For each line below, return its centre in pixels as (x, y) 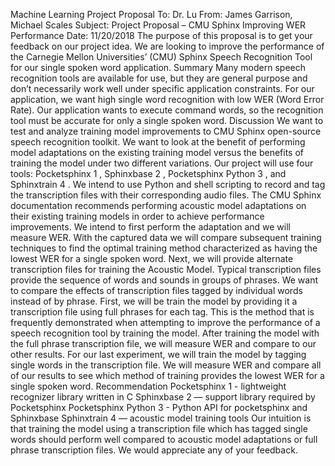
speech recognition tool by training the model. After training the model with (165, 333)
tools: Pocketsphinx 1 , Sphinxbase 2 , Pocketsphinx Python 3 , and (148, 173)
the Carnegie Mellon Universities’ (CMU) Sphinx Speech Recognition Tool (161, 57)
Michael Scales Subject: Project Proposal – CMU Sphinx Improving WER (158, 25)
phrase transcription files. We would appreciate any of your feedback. (154, 450)
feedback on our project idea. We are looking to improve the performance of (167, 46)
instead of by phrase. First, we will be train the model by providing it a (154, 301)
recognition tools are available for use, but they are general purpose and (159, 78)
